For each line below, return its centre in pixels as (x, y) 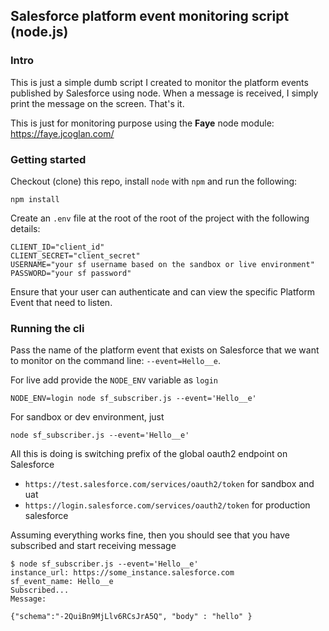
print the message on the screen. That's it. (97, 103)
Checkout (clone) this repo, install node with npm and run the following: (154, 181)
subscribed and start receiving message (93, 546)
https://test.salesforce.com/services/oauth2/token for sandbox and (169, 484)
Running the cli (47, 328)
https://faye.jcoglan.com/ (62, 133)
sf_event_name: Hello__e (62, 582)
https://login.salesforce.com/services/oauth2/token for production (167, 505)
